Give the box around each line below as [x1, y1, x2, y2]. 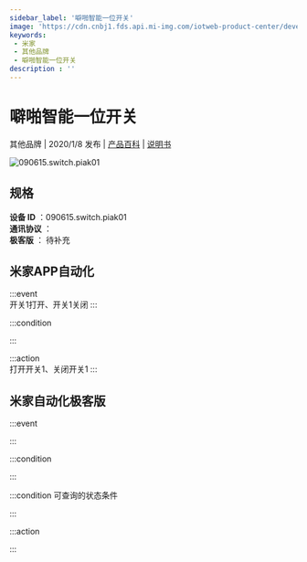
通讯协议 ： [9, 223, 52, 234]
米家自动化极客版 [9, 393, 106, 408]
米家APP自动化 [9, 264, 94, 280]
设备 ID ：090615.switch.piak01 [9, 211, 128, 222]
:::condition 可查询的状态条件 [9, 490, 119, 501]
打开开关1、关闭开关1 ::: [9, 364, 98, 375]
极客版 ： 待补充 [9, 234, 70, 245]
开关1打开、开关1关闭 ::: [9, 299, 98, 311]
